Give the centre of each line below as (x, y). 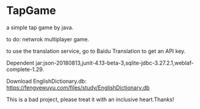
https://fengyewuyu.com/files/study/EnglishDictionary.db (78, 87)
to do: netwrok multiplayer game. (48, 39)
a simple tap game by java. (40, 27)
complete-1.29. (25, 69)
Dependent (20, 63)
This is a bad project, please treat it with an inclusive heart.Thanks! (90, 99)
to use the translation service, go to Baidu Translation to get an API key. (96, 51)
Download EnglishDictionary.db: (46, 81)
